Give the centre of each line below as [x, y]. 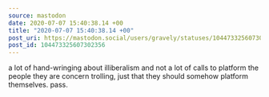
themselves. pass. [38, 85]
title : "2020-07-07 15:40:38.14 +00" [71, 30]
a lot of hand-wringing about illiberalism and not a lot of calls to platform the [134, 68]
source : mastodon [37, 16]
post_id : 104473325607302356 [57, 45]
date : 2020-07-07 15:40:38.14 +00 [66, 23]
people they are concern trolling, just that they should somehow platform [128, 76]
